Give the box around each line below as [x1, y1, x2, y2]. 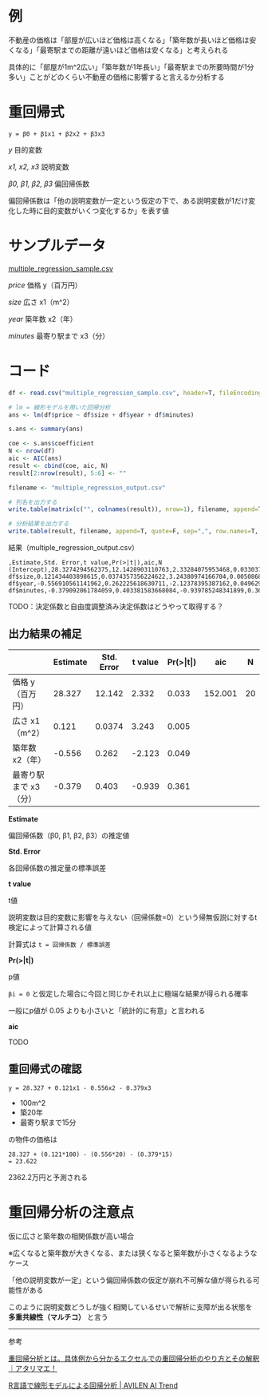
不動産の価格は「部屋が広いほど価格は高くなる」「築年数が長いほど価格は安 [8, 35, 257, 45]
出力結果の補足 [8, 628, 82, 641]
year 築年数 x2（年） [8, 314, 77, 323]
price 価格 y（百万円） [8, 280, 82, 290]
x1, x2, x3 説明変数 [8, 161, 69, 172]
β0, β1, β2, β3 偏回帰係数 [8, 179, 90, 188]
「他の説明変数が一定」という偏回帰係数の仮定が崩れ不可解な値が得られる [8, 1275, 253, 1285]
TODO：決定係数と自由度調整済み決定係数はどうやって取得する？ [8, 602, 224, 611]
